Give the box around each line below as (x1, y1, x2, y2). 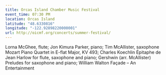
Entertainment (5, 65, 35, 71)
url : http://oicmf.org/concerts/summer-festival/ (5, 30, 111, 35)
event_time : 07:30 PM (5, 12, 51, 17)
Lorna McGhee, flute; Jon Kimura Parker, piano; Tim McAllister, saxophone (5, 44, 159, 50)
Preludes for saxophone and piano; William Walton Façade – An (5, 60, 136, 66)
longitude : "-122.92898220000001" (5, 26, 78, 31)
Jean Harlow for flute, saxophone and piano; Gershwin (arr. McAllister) (5, 55, 151, 60)
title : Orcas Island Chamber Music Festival (5, 7, 100, 12)
